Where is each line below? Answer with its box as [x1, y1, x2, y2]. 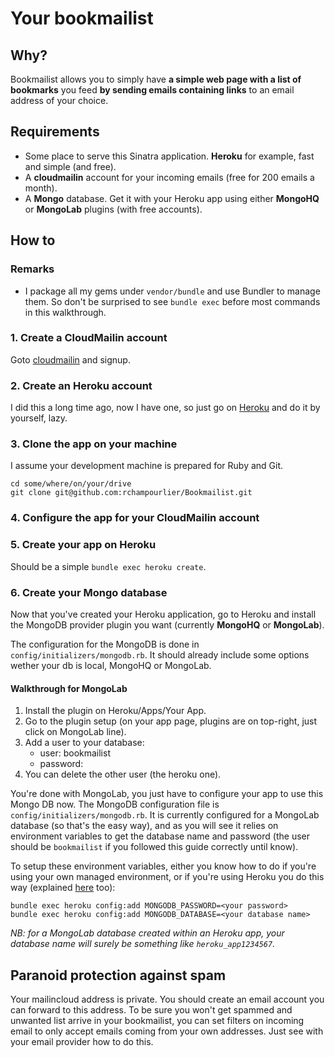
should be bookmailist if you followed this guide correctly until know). [10, 841, 299, 853]
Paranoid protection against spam [10, 967, 227, 984]
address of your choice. [10, 95, 109, 106]
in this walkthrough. [24, 306, 107, 318]
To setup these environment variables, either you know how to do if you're [10, 860, 317, 872]
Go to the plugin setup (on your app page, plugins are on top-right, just [24, 715, 318, 727]
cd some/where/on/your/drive [10, 479, 132, 489]
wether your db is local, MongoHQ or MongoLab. [10, 659, 212, 671]
